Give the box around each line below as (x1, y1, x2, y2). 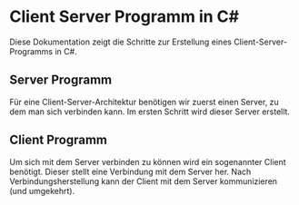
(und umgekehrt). (9, 185, 75, 196)
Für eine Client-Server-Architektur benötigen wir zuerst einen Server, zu (9, 96, 279, 107)
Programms (9, 45, 54, 56)
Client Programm (9, 132, 107, 148)
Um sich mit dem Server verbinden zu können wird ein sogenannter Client (9, 156, 286, 167)
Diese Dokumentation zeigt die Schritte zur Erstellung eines (9, 36, 232, 47)
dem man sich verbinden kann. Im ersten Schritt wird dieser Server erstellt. (9, 106, 291, 117)
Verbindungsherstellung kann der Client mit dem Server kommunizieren (9, 175, 278, 187)
